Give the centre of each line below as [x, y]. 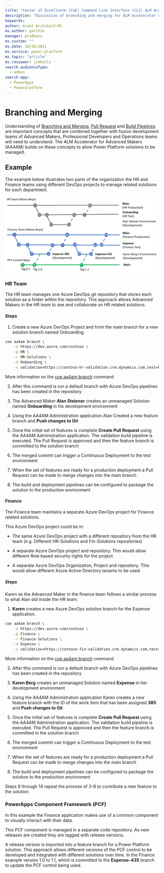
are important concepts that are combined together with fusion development [82, 131]
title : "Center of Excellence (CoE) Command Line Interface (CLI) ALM [78, 10]
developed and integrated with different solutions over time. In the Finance [80, 855]
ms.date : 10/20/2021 [26, 46]
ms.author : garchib [25, 31]
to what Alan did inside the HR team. [41, 599]
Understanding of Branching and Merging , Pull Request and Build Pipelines [80, 126]
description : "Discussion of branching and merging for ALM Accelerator [81, 15]
